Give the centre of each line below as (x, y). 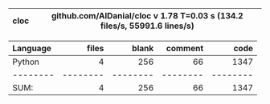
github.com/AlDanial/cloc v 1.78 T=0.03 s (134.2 (147, 16)
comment (184, 48)
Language (32, 48)
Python (26, 62)
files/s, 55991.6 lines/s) (147, 26)
